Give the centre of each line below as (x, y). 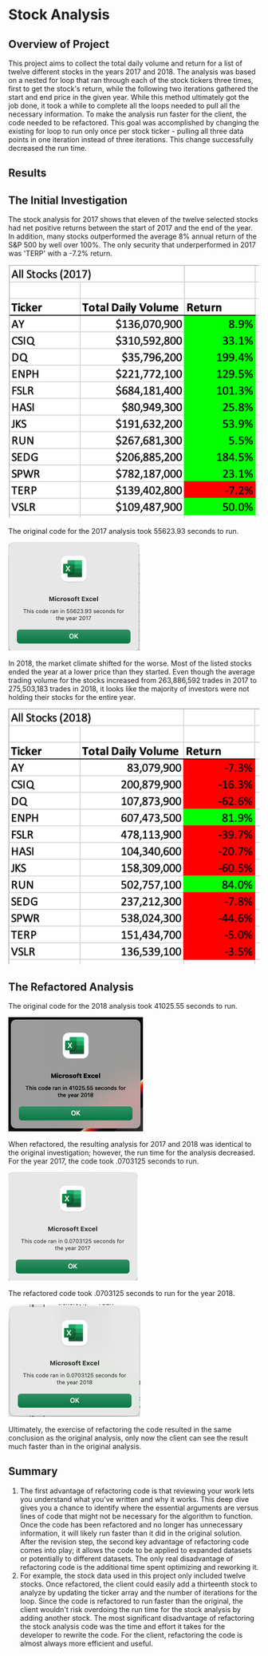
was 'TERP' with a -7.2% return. (61, 254)
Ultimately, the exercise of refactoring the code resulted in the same (120, 1429)
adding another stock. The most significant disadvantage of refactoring (137, 1618)
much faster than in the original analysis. (75, 1447)
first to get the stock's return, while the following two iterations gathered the (133, 89)
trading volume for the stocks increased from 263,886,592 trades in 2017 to (133, 681)
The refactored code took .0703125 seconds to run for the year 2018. (122, 1294)
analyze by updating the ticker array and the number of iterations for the (138, 1592)
